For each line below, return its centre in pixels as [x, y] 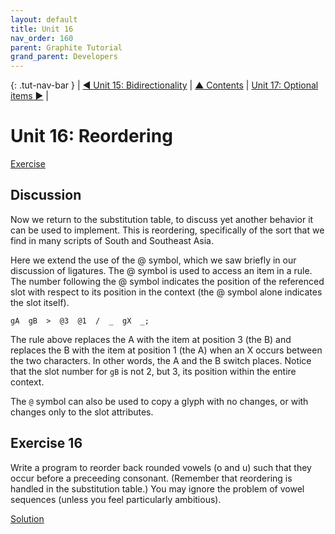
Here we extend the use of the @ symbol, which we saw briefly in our [153, 260]
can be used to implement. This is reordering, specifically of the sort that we [167, 230]
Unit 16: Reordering [91, 136]
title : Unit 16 [42, 29]
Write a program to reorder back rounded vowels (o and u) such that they [161, 467]
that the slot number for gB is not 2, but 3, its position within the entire [153, 371]
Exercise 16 [46, 443]
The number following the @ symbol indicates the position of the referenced [167, 281]
